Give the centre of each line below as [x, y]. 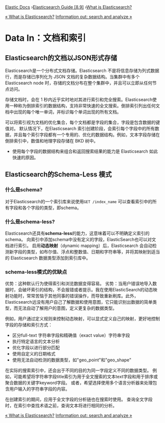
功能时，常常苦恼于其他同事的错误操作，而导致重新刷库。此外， [74, 296]
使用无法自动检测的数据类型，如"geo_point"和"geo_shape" [72, 360]
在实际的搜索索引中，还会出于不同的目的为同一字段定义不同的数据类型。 [78, 370]
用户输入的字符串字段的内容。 [39, 389]
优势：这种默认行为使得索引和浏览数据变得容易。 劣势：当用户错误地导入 [79, 283]
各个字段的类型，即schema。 [52, 208]
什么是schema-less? [30, 221]
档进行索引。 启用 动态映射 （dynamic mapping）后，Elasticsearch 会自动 [79, 246]
